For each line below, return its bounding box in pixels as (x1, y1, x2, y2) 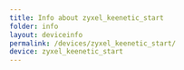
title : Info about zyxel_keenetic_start (9, 13, 165, 23)
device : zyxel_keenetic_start (9, 47, 124, 56)
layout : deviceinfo (9, 30, 83, 39)
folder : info (9, 22, 59, 31)
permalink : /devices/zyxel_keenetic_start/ (9, 38, 177, 48)
